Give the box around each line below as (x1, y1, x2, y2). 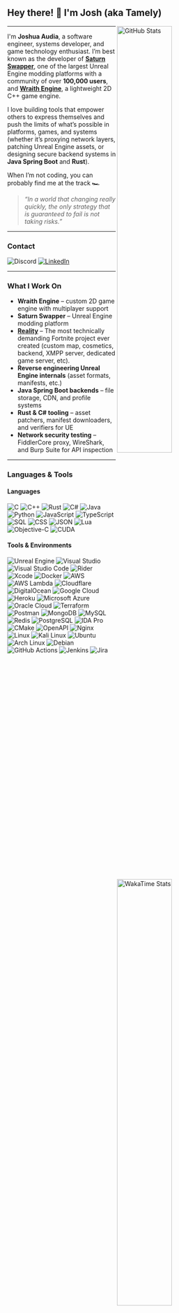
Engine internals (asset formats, (17, 372, 111, 380)
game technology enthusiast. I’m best (7, 47, 115, 55)
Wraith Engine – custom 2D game (17, 297, 115, 305)
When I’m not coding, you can (7, 171, 93, 179)
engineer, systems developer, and (7, 39, 104, 48)
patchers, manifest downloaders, (17, 416, 113, 424)
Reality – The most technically (17, 327, 105, 335)
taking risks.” (24, 217, 63, 225)
